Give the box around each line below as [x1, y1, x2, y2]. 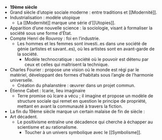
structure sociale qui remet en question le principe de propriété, [17, 98, 147, 104]
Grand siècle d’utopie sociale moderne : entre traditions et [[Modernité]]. [9, 9, 158, 15]
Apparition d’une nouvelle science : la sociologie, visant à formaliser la [9, 25, 153, 31]
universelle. [9, 77, 33, 83]
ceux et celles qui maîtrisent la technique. [24, 61, 109, 67]
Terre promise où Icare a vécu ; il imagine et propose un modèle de [17, 93, 154, 99]
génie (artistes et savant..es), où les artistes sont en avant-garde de [17, 46, 155, 52]
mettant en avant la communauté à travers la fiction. [17, 103, 123, 109]
